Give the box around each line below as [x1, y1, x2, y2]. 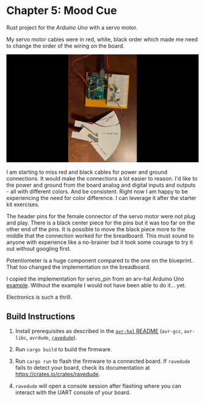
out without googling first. [6, 245, 71, 253]
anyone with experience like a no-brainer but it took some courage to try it [6, 239, 193, 246]
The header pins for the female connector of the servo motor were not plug [6, 213, 196, 220]
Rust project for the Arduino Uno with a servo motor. [6, 24, 138, 31]
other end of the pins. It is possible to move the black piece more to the [6, 226, 186, 233]
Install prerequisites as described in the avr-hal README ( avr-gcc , [15, 328, 183, 335]
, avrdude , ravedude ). [26, 334, 77, 342]
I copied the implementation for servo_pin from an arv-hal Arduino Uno [6, 275, 184, 282]
